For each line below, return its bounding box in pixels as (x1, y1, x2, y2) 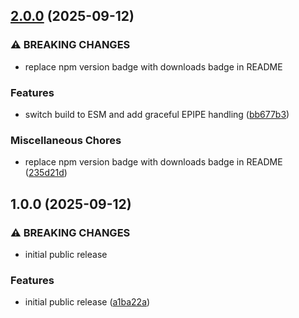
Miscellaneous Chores (10, 133, 122, 147)
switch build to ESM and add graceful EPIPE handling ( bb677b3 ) (24, 108, 290, 120)
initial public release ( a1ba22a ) (24, 296, 151, 308)
